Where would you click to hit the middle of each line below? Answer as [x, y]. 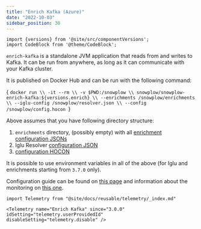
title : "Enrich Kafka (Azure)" [45, 12]
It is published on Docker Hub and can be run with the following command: [99, 80]
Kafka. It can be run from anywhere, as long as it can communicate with [95, 62]
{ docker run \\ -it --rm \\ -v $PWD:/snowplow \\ [70, 92]
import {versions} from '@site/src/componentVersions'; [78, 40]
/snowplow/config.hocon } [39, 109]
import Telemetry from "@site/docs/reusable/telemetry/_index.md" [91, 199]
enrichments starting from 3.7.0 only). [54, 170]
